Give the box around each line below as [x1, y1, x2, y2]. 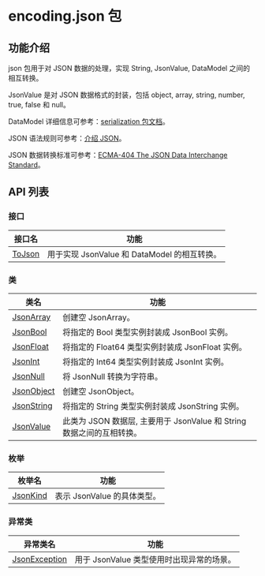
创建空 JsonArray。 [62, 312, 136, 323]
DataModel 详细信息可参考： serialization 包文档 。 [8, 117, 170, 126]
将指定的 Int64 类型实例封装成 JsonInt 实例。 [62, 356, 229, 367]
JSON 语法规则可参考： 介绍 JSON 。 [8, 133, 126, 143]
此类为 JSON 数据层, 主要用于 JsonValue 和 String [62, 415, 247, 426]
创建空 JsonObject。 [62, 386, 140, 397]
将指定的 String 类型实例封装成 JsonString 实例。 [62, 400, 244, 411]
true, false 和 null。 [8, 100, 71, 109]
